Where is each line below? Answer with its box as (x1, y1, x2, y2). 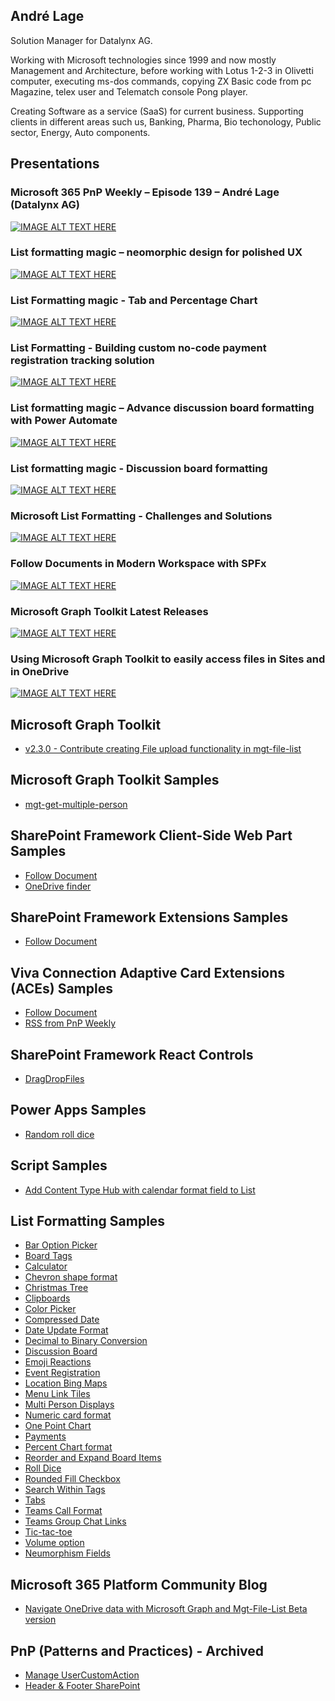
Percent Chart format (24, 1441, 113, 1453)
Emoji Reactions (24, 1356, 92, 1368)
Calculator (24, 1260, 68, 1273)
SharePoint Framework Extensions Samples (10, 909, 289, 926)
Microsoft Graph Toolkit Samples (10, 772, 220, 789)
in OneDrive (10, 664, 70, 678)
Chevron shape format (24, 1271, 118, 1283)
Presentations (10, 155, 100, 173)
